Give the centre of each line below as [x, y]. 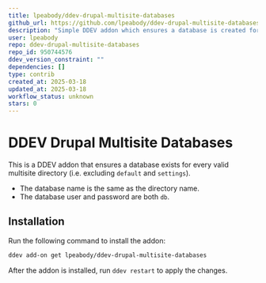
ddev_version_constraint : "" [56, 60]
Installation [36, 222]
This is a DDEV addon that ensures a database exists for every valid [119, 165]
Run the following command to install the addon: [87, 240]
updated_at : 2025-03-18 [47, 89]
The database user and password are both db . [95, 197]
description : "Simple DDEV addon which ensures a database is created [127, 30]
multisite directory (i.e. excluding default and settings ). [100, 173]
